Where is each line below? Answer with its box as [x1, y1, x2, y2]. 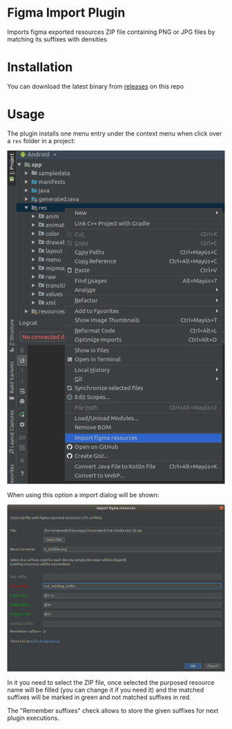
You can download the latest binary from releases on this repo [7, 82, 184, 91]
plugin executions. [7, 714, 60, 722]
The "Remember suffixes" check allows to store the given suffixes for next [7, 706, 219, 714]
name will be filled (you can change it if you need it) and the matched [7, 685, 204, 694]
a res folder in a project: [7, 136, 76, 145]
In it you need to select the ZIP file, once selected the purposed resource [7, 678, 215, 686]
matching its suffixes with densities [7, 35, 107, 43]
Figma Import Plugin [7, 5, 126, 21]
